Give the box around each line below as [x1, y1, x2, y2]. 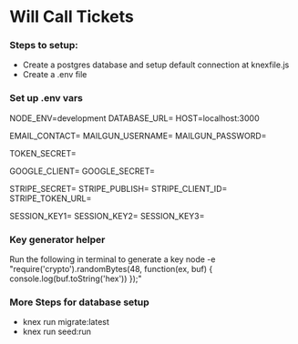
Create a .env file [22, 69, 87, 80]
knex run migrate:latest [22, 317, 109, 328]
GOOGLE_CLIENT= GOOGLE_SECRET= [9, 166, 155, 177]
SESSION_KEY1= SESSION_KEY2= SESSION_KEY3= [9, 210, 205, 221]
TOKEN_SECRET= [9, 147, 77, 158]
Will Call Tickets [9, 6, 134, 27]
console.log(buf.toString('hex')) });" [9, 273, 143, 284]
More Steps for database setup [9, 296, 150, 309]
